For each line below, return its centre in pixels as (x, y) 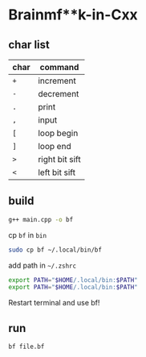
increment (57, 81)
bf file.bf (26, 347)
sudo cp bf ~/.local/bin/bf (55, 250)
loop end (55, 146)
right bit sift (60, 159)
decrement (59, 94)
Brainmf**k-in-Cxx (73, 15)
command (59, 67)
